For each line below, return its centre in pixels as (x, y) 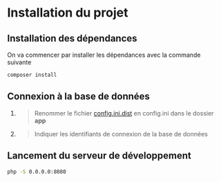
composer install (32, 75)
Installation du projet (68, 13)
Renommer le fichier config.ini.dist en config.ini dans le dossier (124, 113)
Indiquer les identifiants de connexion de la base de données (121, 134)
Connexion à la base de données (79, 97)
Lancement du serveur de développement (99, 156)
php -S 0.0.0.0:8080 (37, 172)
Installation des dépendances (72, 38)
